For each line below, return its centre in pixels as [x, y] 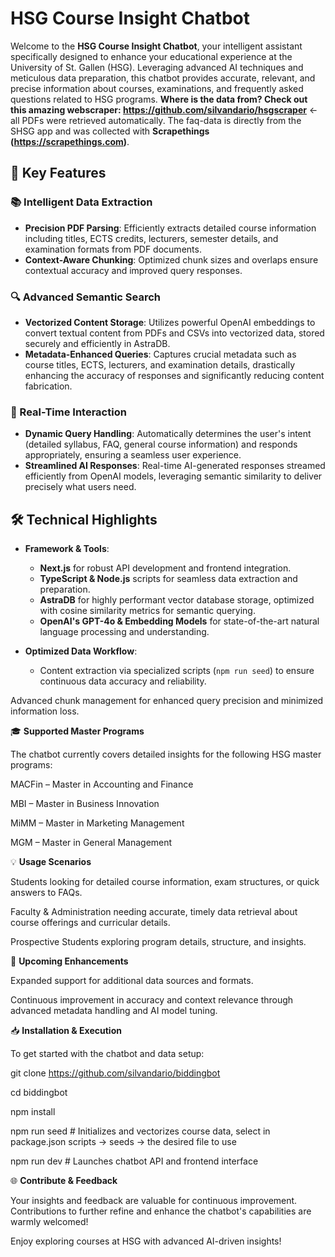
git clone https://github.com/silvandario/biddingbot [115, 1073]
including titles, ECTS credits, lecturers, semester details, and [151, 238]
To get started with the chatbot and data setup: [107, 1054]
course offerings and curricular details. [90, 923]
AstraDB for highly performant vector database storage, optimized [177, 600]
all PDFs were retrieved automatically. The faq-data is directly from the [156, 120]
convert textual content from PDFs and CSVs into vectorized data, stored [174, 333]
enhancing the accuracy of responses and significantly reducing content [174, 375]
